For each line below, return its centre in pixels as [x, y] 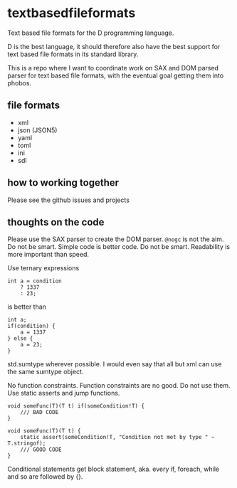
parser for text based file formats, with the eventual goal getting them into [116, 75]
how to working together [63, 183]
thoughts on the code [56, 222]
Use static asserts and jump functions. [64, 393]
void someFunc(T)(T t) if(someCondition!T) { [76, 406]
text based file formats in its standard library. [73, 54]
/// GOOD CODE [41, 450]
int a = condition [35, 281]
